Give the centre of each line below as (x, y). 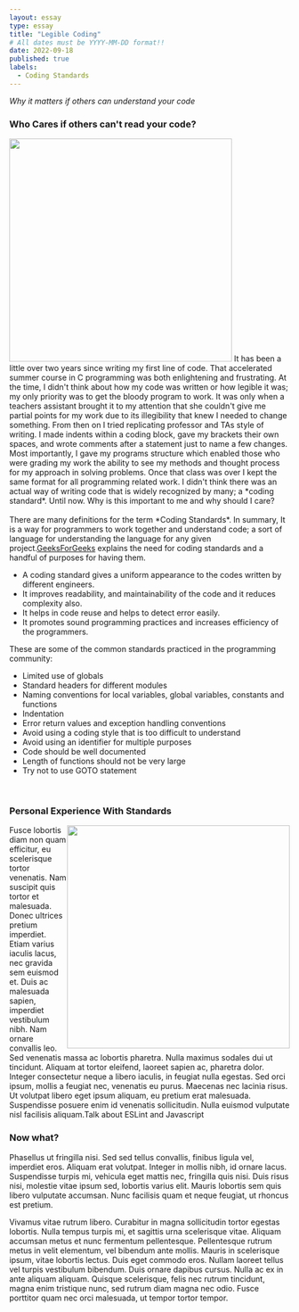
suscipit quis (32, 887)
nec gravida (31, 963)
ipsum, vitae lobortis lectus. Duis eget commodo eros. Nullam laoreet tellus (146, 1259)
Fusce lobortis (36, 830)
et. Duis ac (29, 982)
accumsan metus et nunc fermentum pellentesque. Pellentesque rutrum (141, 1241)
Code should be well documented (84, 752)
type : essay (31, 26)
